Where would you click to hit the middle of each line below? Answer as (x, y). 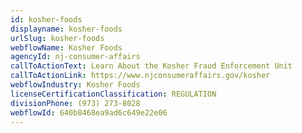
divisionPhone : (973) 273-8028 (75, 103)
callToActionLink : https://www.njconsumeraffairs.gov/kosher (140, 76)
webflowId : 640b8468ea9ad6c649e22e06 (89, 112)
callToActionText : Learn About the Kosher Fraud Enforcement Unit (151, 66)
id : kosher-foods (46, 19)
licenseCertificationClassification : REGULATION (113, 94)
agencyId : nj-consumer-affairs (75, 57)
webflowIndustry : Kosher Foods (75, 85)
